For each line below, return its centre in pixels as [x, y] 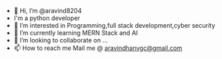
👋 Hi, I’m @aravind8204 [48, 11]
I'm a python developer [47, 18]
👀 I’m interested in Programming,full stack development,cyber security [114, 25]
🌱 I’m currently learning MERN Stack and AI [76, 33]
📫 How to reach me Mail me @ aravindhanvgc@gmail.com [98, 48]
